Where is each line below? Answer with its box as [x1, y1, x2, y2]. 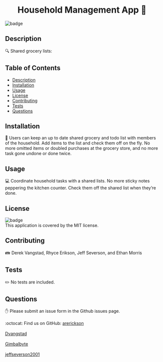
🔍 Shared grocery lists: [5, 48, 52, 54]
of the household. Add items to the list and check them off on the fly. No [5, 140, 150, 146]
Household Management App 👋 [17, 4, 147, 16]
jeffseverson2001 [5, 351, 40, 358]
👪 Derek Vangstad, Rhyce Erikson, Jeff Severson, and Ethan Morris [5, 250, 143, 256]
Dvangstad [5, 331, 27, 337]
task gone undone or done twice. [5, 151, 72, 157]
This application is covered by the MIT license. [5, 222, 99, 228]
